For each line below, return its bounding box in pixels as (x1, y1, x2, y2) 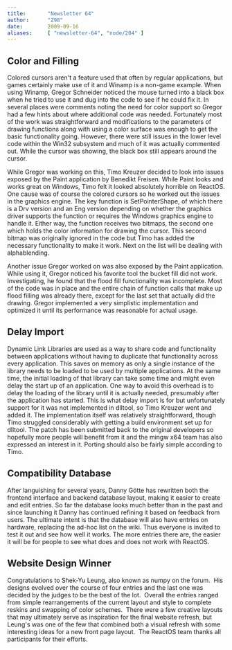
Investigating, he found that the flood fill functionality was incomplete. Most (7, 277, 223, 285)
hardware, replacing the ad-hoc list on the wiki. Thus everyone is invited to (7, 523, 220, 531)
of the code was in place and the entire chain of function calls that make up (7, 285, 223, 293)
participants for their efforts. (7, 635, 88, 643)
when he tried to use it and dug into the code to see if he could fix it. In (7, 96, 209, 104)
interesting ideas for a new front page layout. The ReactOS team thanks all (7, 627, 222, 635)
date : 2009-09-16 (7, 23, 79, 30)
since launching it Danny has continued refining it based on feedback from (7, 508, 220, 516)
